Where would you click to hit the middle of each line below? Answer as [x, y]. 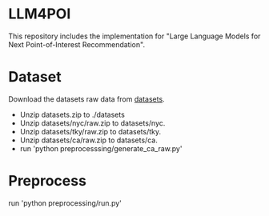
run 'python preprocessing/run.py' [65, 203]
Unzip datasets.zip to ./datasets [72, 114]
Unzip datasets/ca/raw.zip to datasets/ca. [88, 140]
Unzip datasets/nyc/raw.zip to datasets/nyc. [92, 123]
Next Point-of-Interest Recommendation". [77, 44]
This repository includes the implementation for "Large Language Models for [134, 36]
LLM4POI [40, 14]
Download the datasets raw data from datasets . [87, 99]
